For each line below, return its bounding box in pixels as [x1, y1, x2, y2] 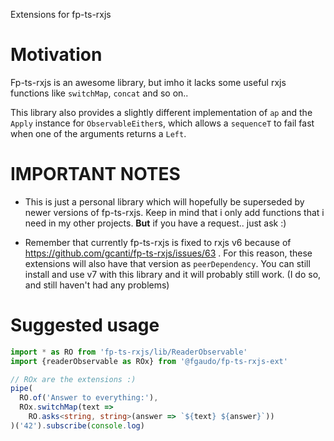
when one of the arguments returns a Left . [10, 127, 187, 139]
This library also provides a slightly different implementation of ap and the [10, 106, 313, 118]
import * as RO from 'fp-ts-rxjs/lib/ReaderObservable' [10, 347, 248, 357]
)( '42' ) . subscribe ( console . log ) [10, 420, 145, 431]
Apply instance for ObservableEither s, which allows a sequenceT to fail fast [10, 117, 315, 129]
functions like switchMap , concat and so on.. [10, 87, 189, 99]
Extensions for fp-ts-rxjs [10, 9, 112, 20]
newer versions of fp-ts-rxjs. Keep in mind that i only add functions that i [24, 206, 325, 218]
